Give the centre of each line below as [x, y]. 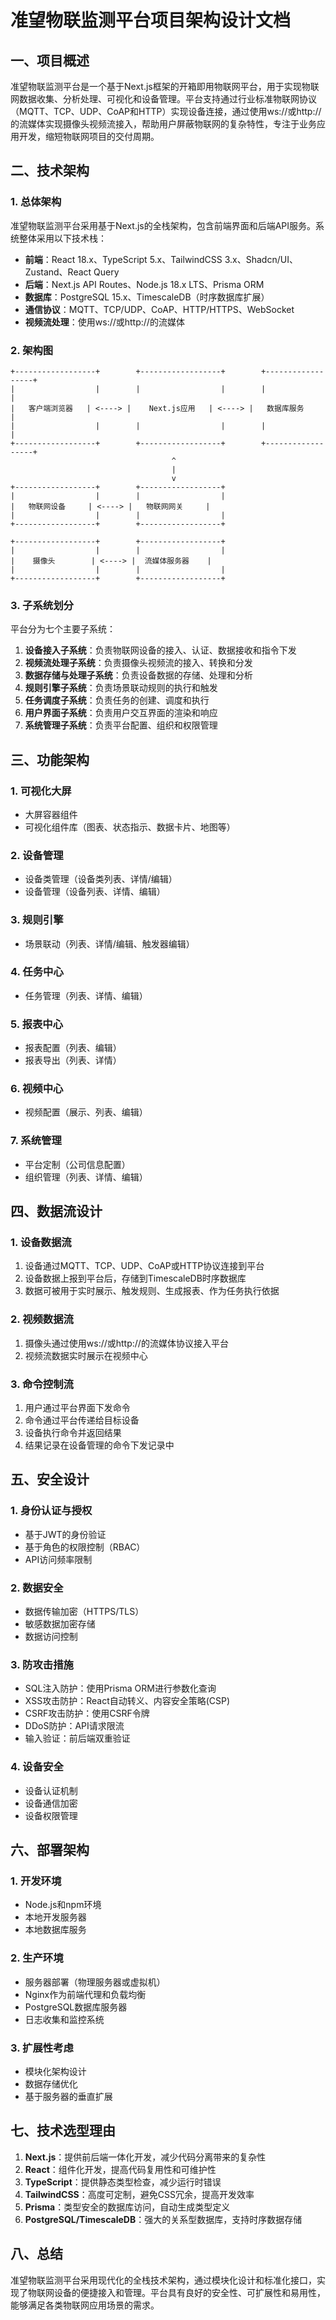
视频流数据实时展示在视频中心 [86, 1355]
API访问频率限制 [58, 1559]
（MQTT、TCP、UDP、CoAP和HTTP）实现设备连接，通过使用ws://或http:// [166, 111]
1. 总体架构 [36, 202]
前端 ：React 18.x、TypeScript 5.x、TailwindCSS [123, 259]
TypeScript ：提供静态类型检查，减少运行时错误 [123, 2182]
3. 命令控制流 [42, 1384]
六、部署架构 [50, 1850]
